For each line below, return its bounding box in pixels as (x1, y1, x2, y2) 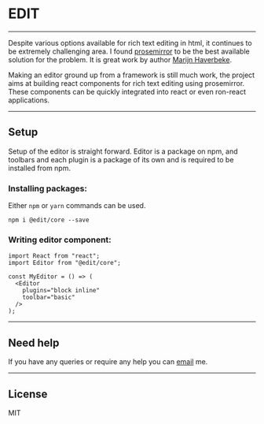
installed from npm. (8, 163, 71, 173)
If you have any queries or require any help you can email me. (8, 357, 208, 366)
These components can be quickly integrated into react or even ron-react (8, 87, 246, 96)
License (8, 387, 48, 400)
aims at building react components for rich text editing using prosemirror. (8, 78, 245, 87)
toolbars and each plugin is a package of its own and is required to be (8, 154, 234, 164)
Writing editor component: (8, 234, 112, 245)
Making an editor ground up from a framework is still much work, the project (8, 70, 255, 80)
